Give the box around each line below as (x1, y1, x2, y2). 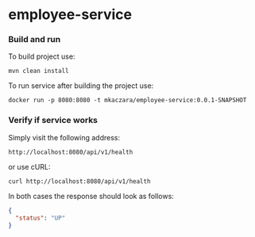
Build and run (8, 34, 61, 45)
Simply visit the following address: (8, 132, 121, 142)
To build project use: (8, 52, 75, 61)
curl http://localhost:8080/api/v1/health (8, 177, 151, 185)
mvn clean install (8, 67, 69, 75)
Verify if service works (8, 115, 98, 126)
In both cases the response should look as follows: (8, 191, 175, 201)
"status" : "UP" (15, 214, 66, 222)
